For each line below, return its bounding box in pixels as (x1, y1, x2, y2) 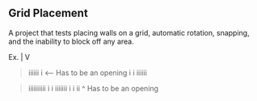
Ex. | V (8, 52, 31, 61)
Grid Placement (8, 6, 89, 20)
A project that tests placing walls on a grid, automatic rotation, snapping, (8, 27, 250, 37)
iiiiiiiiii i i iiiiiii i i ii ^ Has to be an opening (27, 83, 159, 93)
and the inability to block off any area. (8, 36, 135, 46)
